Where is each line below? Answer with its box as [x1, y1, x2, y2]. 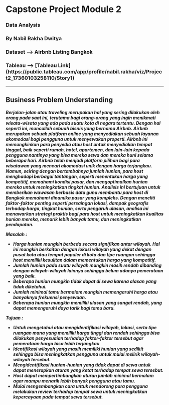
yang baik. [13, 273, 36, 279]
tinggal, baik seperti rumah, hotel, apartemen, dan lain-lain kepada [6, 147, 150, 153]
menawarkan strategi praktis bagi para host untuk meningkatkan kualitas [6, 211, 164, 217]
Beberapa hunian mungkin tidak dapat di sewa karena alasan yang [13, 278, 157, 284]
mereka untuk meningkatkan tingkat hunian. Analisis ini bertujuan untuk [6, 184, 161, 190]
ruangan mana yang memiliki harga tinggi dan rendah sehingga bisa [13, 330, 160, 336]
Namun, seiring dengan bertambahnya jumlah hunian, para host [6, 168, 143, 174]
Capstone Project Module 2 [6, 4, 122, 15]
